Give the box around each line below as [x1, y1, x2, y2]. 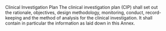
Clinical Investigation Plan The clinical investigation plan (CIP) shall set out [5, 4, 158, 10]
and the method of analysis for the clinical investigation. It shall [22, 15, 152, 20]
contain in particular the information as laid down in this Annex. [5, 20, 135, 26]
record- [145, 9, 161, 15]
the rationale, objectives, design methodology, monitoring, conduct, [5, 9, 145, 15]
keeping [5, 15, 22, 20]
